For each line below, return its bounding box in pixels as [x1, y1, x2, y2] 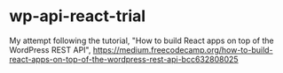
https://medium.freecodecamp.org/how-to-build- [92, 44, 273, 55]
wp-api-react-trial [9, 6, 146, 26]
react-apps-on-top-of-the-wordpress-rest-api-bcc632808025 [9, 54, 239, 64]
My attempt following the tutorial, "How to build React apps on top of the [9, 35, 275, 46]
